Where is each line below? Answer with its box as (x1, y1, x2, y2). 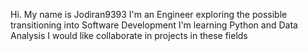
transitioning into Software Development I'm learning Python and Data (10, 19, 298, 31)
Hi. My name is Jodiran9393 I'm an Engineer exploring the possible (10, 9, 288, 20)
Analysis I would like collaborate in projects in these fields (10, 30, 248, 41)
